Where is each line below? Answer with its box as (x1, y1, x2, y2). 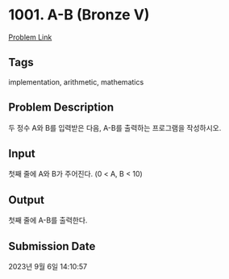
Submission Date (8, 239, 96, 253)
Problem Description (8, 101, 114, 115)
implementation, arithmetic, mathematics (8, 77, 144, 86)
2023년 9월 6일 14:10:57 (8, 262, 87, 271)
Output (8, 193, 44, 206)
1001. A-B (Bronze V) (8, 6, 150, 24)
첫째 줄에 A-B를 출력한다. (8, 215, 88, 225)
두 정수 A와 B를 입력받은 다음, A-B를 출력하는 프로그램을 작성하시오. (8, 123, 222, 132)
